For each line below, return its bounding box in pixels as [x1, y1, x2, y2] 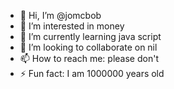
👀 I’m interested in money [19, 20, 125, 32]
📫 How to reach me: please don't [19, 53, 159, 64]
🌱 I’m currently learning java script [19, 31, 162, 42]
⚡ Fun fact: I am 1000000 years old [19, 68, 165, 79]
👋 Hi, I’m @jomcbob [19, 10, 102, 21]
